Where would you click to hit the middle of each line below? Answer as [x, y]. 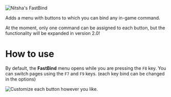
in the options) [21, 79]
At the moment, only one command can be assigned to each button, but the [85, 28]
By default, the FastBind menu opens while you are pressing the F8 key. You [86, 68]
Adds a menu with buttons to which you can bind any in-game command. [83, 18]
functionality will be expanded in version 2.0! [53, 33]
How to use [30, 54]
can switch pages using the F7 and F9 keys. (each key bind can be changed [85, 73]
